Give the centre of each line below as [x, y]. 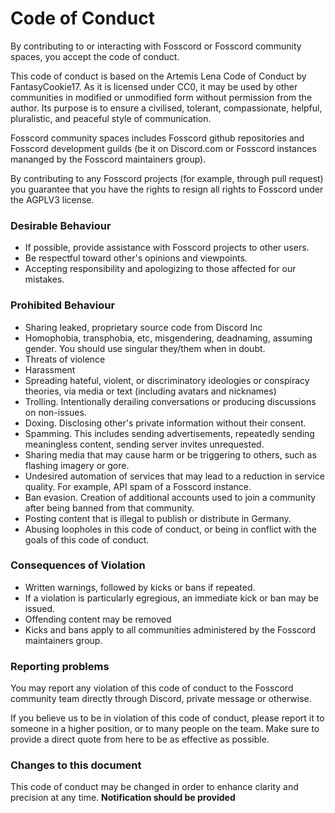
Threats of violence [65, 359]
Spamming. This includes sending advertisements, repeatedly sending [169, 433]
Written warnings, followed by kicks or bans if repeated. [140, 587]
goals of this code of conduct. [87, 539]
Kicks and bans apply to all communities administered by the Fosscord [170, 629]
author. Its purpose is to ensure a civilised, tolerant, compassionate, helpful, [166, 108]
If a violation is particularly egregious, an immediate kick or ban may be [171, 598]
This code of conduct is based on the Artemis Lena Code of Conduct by [158, 76]
